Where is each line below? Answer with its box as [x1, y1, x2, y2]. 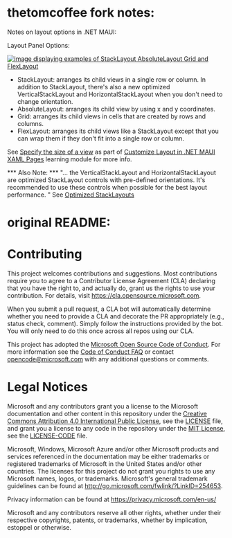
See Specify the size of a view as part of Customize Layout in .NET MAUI [7, 147, 216, 156]
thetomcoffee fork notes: [7, 5, 155, 21]
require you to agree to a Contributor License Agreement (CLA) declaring [7, 277, 216, 285]
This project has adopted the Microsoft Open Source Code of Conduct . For [7, 341, 221, 349]
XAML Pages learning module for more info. [7, 154, 133, 163]
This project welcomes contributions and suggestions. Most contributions [7, 269, 217, 278]
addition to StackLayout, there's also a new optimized [17, 82, 170, 91]
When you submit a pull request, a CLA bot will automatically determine [7, 305, 211, 313]
